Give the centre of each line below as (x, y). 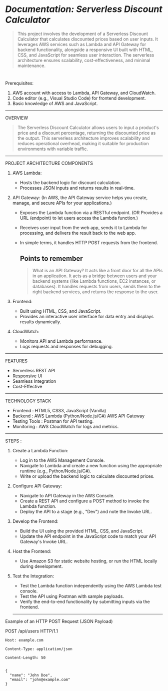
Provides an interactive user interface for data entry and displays (87, 316)
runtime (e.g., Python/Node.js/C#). (55, 471)
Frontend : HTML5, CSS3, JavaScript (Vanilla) (59, 410)
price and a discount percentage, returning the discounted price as (86, 133)
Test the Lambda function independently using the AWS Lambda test (91, 585)
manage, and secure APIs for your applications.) (62, 203)
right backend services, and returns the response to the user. (95, 292)
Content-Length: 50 (25, 657)
